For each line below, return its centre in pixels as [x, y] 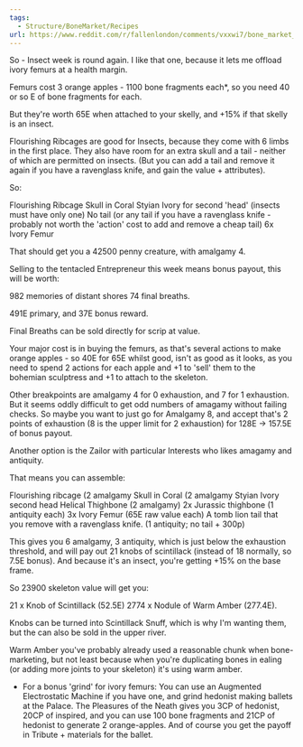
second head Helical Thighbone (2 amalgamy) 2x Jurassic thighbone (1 [142, 505]
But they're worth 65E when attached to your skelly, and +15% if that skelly [149, 115]
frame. [22, 571]
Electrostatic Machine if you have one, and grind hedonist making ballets [157, 696]
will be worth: [35, 279]
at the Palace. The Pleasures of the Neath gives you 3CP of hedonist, [151, 706]
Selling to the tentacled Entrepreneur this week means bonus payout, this [145, 269]
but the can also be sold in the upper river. [88, 632]
